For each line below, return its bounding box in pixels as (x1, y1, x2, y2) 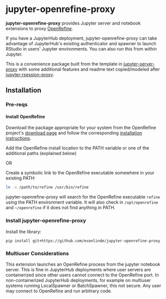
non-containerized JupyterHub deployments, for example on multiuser (5, 277, 151, 283)
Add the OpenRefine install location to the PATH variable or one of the (5, 145, 149, 151)
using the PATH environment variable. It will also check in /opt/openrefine (5, 199, 158, 205)
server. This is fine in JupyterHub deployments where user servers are (5, 266, 151, 272)
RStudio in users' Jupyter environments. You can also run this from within (5, 46, 157, 52)
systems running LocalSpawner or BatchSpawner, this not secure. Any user (5, 282, 161, 288)
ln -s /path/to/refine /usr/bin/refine (5, 185, 89, 190)
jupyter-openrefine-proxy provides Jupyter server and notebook (5, 20, 141, 26)
